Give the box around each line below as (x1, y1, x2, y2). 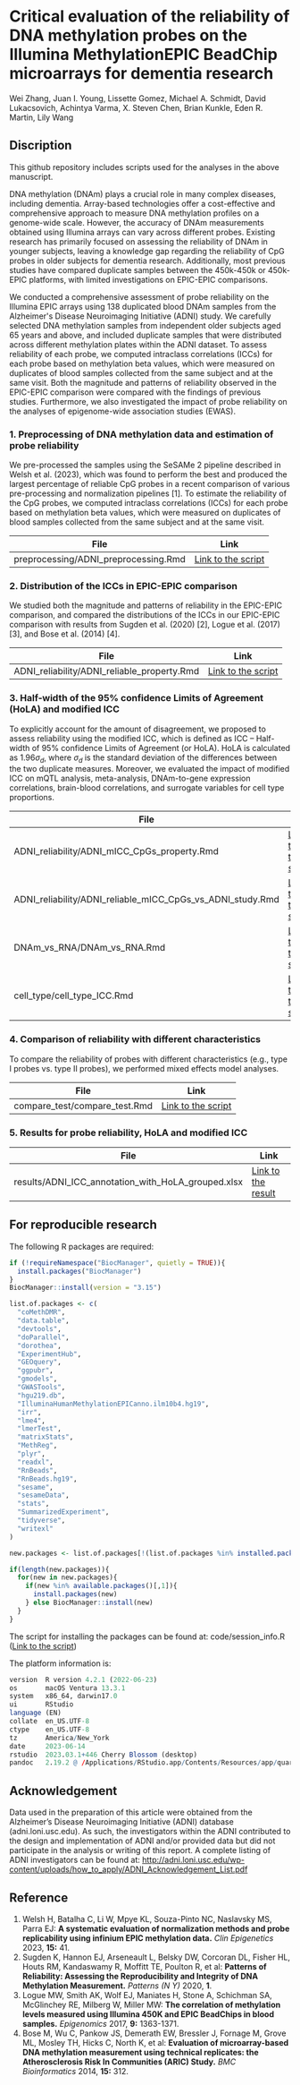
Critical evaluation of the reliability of (9, 6, 290, 27)
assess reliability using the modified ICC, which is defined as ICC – (9, 732, 254, 744)
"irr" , (17, 1407, 42, 1416)
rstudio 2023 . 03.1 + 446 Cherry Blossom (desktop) (9, 1750, 198, 1759)
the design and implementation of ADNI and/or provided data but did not (9, 1835, 276, 1846)
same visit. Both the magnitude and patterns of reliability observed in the (9, 377, 277, 388)
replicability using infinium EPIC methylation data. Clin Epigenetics (21, 1932, 274, 1944)
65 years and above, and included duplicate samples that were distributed (9, 329, 282, 340)
